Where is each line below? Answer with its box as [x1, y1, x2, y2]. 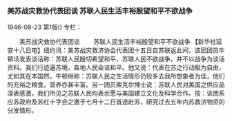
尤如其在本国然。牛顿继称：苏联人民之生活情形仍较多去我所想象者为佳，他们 [7, 72, 225, 80]
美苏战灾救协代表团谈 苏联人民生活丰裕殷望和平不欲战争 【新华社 [19, 38, 216, 46]
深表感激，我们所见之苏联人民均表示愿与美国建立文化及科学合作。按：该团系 [7, 89, 225, 98]
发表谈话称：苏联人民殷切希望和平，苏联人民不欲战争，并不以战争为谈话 [19, 55, 225, 63]
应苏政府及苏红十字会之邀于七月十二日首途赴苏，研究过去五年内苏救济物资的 [7, 98, 225, 106]
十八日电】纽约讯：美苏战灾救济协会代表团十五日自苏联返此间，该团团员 [12, 46, 219, 54]
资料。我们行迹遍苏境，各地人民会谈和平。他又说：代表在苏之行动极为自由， [7, 63, 225, 71]
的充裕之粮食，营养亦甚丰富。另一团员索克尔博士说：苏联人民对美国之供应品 [7, 80, 225, 89]
